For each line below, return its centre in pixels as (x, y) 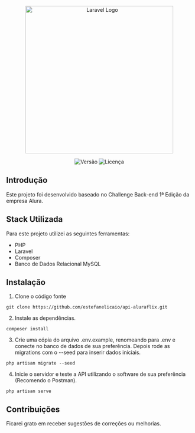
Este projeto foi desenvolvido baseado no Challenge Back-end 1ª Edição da (98, 194)
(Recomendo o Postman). (45, 380)
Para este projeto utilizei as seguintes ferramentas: (68, 234)
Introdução (27, 180)
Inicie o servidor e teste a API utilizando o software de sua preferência (100, 374)
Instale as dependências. (45, 318)
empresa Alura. (25, 201)
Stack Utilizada (35, 219)
